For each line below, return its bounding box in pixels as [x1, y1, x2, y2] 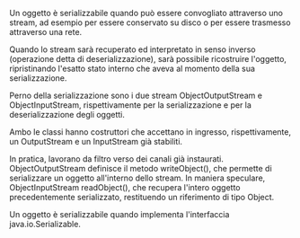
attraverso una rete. [9, 27, 83, 37]
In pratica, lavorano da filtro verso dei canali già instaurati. [9, 154, 225, 164]
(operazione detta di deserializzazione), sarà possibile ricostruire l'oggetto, [9, 54, 287, 64]
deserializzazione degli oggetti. [9, 110, 126, 119]
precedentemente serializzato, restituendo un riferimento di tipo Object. [9, 192, 275, 202]
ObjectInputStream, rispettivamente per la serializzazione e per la [9, 100, 251, 110]
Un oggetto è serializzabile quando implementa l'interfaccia [9, 209, 230, 219]
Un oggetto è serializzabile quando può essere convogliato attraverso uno [9, 8, 283, 18]
